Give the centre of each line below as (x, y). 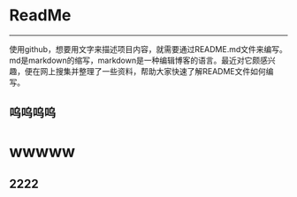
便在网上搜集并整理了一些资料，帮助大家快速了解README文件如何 (145, 71)
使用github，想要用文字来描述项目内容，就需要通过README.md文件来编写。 (148, 49)
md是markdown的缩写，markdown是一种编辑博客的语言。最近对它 (131, 60)
